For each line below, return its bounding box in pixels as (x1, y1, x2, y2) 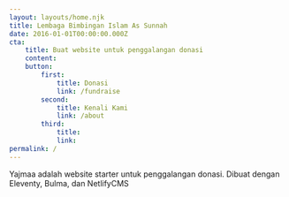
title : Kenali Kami (56, 103, 128, 112)
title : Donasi (56, 79, 109, 87)
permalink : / (9, 144, 57, 153)
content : (25, 54, 57, 63)
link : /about (56, 111, 104, 120)
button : (25, 63, 53, 72)
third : (41, 120, 65, 129)
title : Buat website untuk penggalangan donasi (25, 46, 203, 55)
